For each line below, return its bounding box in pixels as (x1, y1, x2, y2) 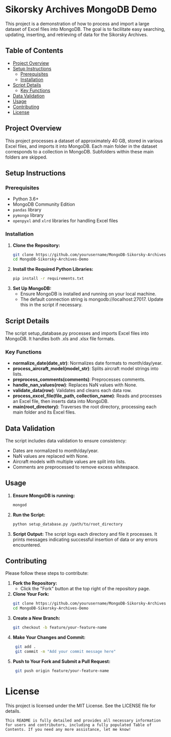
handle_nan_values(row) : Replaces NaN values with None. (12, 382, 138, 388)
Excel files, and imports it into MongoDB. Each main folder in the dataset (5, 143, 157, 149)
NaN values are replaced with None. (12, 453, 89, 459)
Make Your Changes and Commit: (12, 634, 86, 641)
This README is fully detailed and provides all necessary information (5, 717, 161, 723)
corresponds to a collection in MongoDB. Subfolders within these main (5, 148, 154, 154)
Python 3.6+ (12, 196, 39, 202)
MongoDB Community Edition (12, 201, 76, 207)
